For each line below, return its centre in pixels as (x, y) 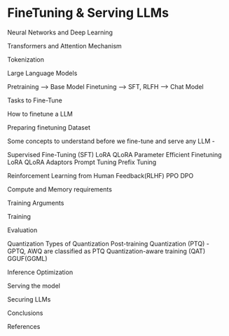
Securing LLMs (29, 299)
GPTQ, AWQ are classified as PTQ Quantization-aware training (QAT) (106, 251)
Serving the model (34, 285)
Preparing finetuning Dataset (49, 127)
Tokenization (26, 59)
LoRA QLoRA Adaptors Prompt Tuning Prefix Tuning (82, 162)
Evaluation (22, 230)
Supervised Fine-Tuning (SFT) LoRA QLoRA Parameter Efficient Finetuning (114, 154)
